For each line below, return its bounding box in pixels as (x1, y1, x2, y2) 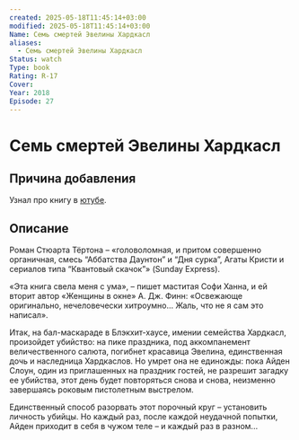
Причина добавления (9, 171, 136, 186)
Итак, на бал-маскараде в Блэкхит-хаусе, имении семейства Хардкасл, (9, 327, 287, 338)
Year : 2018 (9, 88, 50, 97)
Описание (9, 221, 69, 236)
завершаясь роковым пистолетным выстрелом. (9, 384, 195, 395)
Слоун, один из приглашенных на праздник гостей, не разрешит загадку (9, 365, 289, 376)
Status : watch (9, 55, 63, 64)
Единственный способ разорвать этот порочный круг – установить (9, 401, 268, 413)
